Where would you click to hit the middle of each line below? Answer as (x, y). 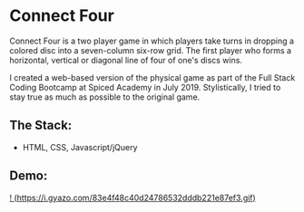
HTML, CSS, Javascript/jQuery (80, 147)
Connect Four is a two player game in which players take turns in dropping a (152, 41)
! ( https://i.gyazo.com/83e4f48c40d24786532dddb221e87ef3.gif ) (132, 198)
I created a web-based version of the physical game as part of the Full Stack (152, 77)
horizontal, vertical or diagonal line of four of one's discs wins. (126, 60)
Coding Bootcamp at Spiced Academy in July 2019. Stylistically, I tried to (145, 87)
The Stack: (41, 125)
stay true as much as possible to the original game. (105, 97)
